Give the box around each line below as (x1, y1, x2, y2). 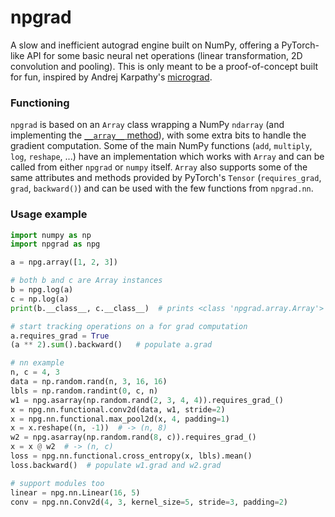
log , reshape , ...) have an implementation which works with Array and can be (10, 151, 325, 163)
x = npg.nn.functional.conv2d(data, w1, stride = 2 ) (10, 404, 226, 415)
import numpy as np (10, 230, 92, 240)
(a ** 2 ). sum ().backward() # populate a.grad (10, 340, 213, 350)
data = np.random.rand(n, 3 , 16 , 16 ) (10, 377, 168, 387)
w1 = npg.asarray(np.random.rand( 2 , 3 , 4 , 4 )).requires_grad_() (10, 395, 284, 405)
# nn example (10, 358, 65, 368)
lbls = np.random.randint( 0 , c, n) (10, 386, 159, 396)
